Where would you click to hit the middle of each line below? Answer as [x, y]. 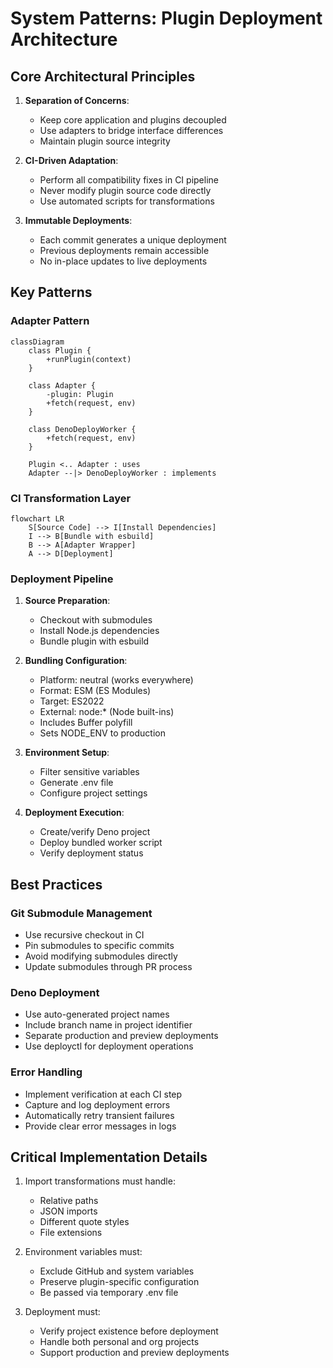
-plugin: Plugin [80, 394]
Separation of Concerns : [77, 100]
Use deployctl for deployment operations [109, 1046]
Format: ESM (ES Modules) [95, 691]
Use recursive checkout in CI [84, 934]
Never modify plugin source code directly [125, 190]
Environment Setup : [67, 753]
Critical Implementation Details [109, 1157]
